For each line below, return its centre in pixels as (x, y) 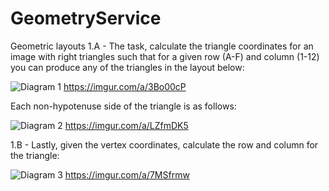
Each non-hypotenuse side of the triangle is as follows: (123, 106)
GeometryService (86, 18)
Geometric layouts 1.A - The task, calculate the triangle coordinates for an (162, 46)
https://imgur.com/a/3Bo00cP (125, 86)
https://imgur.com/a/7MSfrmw (127, 174)
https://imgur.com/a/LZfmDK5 (126, 125)
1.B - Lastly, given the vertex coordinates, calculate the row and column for (164, 144)
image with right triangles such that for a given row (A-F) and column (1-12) (165, 56)
